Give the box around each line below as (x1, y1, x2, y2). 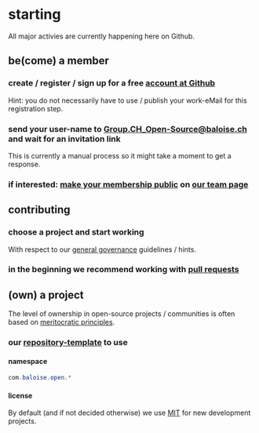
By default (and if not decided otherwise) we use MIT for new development (8, 408, 251, 417)
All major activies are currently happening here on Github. (8, 31, 195, 41)
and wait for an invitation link (8, 133, 122, 144)
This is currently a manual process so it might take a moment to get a (8, 151, 232, 160)
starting (8, 5, 61, 24)
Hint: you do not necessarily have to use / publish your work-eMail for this (8, 96, 247, 105)
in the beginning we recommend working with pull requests (8, 264, 239, 275)
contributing (8, 203, 71, 216)
